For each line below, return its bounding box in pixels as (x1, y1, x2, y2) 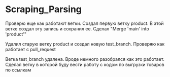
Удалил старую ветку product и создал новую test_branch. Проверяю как (5, 41, 165, 47)
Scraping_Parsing (5, 4, 82, 15)
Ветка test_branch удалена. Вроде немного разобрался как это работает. (5, 56, 165, 62)
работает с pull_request (5, 46, 56, 52)
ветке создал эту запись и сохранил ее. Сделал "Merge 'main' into (5, 25, 150, 31)
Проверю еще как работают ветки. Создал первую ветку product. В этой (5, 20, 164, 26)
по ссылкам (5, 67, 31, 73)
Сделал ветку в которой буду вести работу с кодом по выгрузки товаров (5, 61, 164, 67)
